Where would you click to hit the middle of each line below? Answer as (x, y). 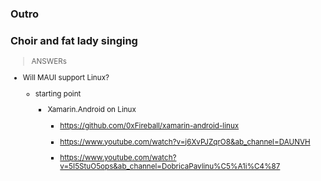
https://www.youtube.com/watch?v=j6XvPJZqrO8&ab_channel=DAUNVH (185, 142)
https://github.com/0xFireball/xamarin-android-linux (149, 125)
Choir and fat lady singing (74, 40)
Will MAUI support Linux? (66, 77)
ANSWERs (49, 62)
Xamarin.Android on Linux (92, 110)
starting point (58, 93)
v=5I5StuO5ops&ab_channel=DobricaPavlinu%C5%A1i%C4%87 (170, 167)
